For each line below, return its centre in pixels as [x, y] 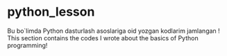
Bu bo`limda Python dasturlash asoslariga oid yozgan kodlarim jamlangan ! [113, 31]
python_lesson [51, 12]
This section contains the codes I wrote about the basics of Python [103, 38]
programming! [27, 45]
